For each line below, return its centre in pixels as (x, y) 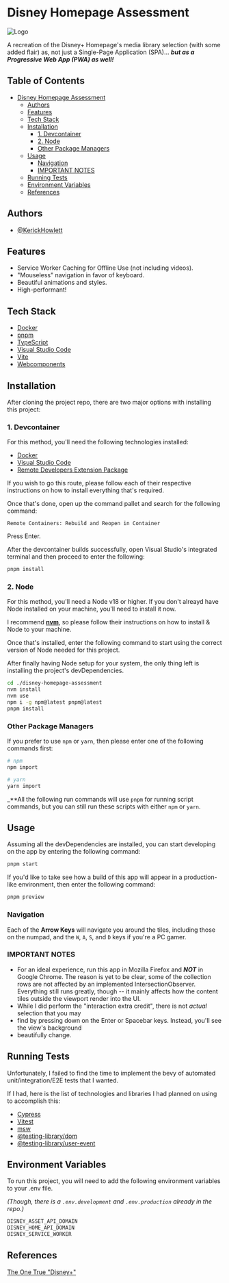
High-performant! (42, 290)
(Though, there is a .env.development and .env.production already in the (110, 1202)
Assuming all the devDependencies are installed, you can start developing (111, 844)
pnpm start (23, 864)
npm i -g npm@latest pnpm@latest (55, 702)
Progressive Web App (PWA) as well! (60, 59)
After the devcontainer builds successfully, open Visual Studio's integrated (112, 550)
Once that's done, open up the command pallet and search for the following (114, 504)
